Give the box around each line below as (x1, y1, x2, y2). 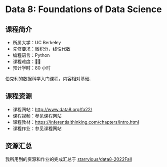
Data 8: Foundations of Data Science (5, 4, 162, 15)
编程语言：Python (12, 52, 50, 58)
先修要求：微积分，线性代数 (12, 46, 71, 52)
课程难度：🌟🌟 (12, 58, 41, 64)
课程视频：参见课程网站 (12, 113, 62, 119)
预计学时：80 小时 (12, 65, 51, 71)
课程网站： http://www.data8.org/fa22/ (12, 106, 93, 112)
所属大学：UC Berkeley (12, 40, 61, 45)
